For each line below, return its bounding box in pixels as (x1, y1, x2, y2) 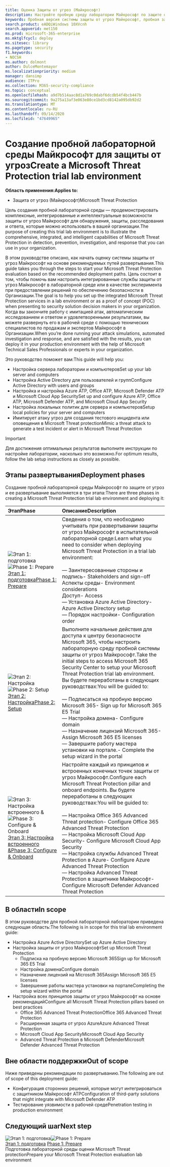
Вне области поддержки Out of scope (5, 1057, 129, 1065)
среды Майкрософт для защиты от (5, 148, 161, 160)
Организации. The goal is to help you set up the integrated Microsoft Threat (5, 292, 163, 298)
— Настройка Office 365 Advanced (62, 812, 148, 819)
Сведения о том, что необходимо (62, 515, 145, 523)
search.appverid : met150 (5, 26, 58, 32)
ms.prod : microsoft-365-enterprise (5, 31, 80, 36)
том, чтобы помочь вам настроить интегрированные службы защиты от (5, 276, 162, 282)
